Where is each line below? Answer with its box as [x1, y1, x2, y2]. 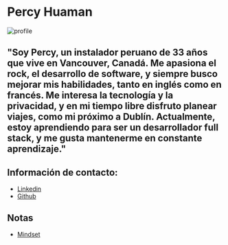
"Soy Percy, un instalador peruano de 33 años [7, 47, 208, 58]
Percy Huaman [7, 4, 93, 20]
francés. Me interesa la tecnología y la [7, 90, 174, 102]
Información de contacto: [7, 166, 118, 178]
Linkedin [16, 185, 42, 193]
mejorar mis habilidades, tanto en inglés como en [7, 79, 222, 91]
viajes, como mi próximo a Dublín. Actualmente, [7, 111, 216, 123]
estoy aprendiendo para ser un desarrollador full [7, 121, 218, 134]
